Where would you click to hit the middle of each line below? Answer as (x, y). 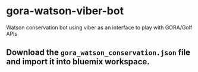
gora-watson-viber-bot (65, 11)
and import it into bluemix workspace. (78, 62)
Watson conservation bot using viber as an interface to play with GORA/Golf (99, 27)
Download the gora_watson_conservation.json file (98, 53)
